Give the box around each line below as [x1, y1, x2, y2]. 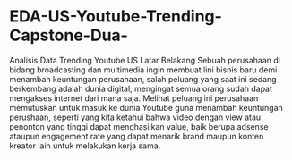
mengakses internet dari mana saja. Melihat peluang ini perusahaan [9, 92, 259, 104]
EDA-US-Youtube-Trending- [9, 6, 222, 27]
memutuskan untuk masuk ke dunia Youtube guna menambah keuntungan [9, 102, 284, 113]
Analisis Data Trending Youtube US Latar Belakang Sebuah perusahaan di [9, 55, 280, 65]
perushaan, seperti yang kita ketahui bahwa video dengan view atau [9, 112, 262, 122]
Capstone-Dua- [9, 25, 128, 46]
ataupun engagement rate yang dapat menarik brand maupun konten [9, 131, 264, 141]
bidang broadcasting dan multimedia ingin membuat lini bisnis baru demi [9, 64, 278, 75]
